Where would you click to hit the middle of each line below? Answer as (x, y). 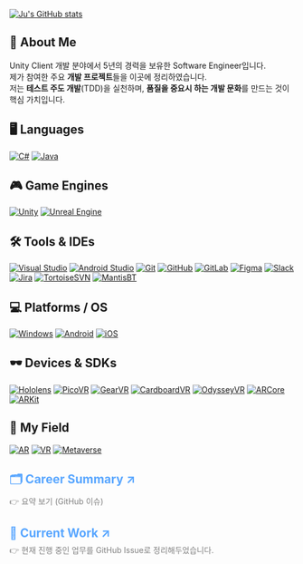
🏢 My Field (39, 428)
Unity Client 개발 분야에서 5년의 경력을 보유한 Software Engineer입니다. (138, 65)
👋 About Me (43, 42)
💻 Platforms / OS (59, 307)
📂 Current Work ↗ (60, 533)
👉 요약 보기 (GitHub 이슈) (57, 501)
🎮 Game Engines (59, 186)
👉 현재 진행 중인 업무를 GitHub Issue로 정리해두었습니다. (112, 550)
